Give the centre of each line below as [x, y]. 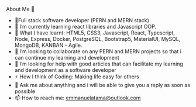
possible [25, 91]
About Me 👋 [20, 9]
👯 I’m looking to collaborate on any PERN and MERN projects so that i [98, 51]
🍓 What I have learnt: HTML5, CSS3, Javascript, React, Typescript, [95, 33]
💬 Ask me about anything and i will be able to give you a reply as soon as [102, 85]
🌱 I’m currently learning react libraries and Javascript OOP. [85, 27]
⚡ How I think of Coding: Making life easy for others [77, 77]
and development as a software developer [65, 70]
